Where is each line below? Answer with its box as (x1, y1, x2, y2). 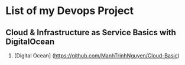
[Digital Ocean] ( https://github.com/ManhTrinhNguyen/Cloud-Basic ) (14, 52, 180, 59)
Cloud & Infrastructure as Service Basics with (5, 28, 177, 37)
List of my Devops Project (5, 4, 134, 18)
